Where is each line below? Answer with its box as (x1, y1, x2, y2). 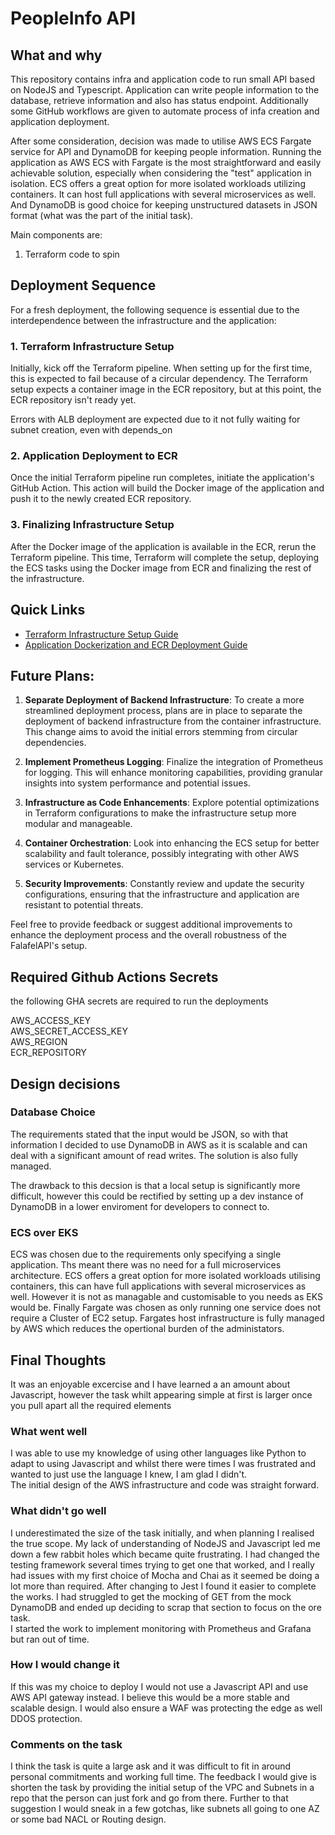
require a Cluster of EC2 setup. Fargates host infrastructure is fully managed (10, 1312, 325, 1324)
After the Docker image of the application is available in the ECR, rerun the (10, 540, 317, 552)
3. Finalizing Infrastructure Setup (10, 518, 175, 532)
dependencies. (24, 737, 87, 749)
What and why (10, 47, 103, 64)
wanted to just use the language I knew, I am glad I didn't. (10, 1468, 248, 1481)
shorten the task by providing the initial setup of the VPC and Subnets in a (10, 1782, 315, 1794)
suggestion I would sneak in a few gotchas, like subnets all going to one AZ (10, 1803, 320, 1815)
